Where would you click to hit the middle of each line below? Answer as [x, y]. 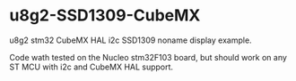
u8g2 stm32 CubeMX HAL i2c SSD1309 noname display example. [131, 40]
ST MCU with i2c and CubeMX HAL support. [91, 67]
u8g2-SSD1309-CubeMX [105, 16]
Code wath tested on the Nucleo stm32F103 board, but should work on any [148, 57]
